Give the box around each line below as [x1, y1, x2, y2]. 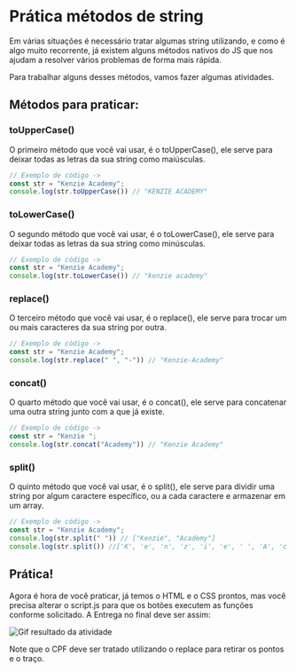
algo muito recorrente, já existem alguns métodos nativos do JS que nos [9, 44, 273, 55]
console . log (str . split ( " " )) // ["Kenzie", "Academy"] [9, 534, 216, 543]
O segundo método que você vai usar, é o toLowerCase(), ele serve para [9, 228, 275, 239]
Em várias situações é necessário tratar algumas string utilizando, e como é [9, 36, 285, 46]
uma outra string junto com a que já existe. [9, 407, 166, 417]
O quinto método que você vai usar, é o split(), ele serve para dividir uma [9, 481, 275, 492]
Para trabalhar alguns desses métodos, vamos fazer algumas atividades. [9, 71, 275, 82]
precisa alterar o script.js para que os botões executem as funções [9, 599, 254, 610]
